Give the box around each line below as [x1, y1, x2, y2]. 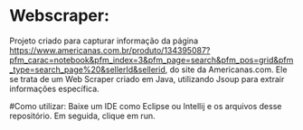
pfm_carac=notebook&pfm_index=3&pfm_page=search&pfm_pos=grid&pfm [9, 54, 294, 65]
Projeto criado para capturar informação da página [9, 35, 199, 46]
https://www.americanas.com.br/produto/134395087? [9, 44, 211, 55]
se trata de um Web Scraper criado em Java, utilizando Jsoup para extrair [9, 73, 285, 84]
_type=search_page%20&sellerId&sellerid [9, 64, 166, 75]
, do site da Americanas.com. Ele [165, 64, 288, 75]
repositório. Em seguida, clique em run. [9, 110, 156, 121]
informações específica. [9, 83, 99, 94]
